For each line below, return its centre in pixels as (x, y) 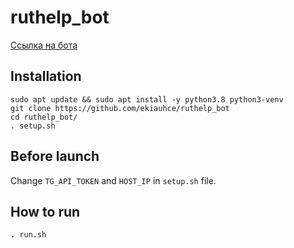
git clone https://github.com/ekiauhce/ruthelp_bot (120, 108)
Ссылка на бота (44, 45)
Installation (46, 76)
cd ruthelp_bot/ (44, 117)
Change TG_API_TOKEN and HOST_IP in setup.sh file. (113, 180)
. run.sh (28, 235)
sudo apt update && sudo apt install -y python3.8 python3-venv (147, 99)
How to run (45, 211)
